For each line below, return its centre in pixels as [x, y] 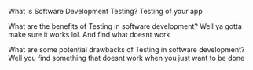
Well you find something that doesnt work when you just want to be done [126, 58]
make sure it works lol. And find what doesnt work [89, 35]
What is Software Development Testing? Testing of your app [105, 11]
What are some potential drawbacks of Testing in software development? [126, 49]
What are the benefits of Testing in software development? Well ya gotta [125, 26]
